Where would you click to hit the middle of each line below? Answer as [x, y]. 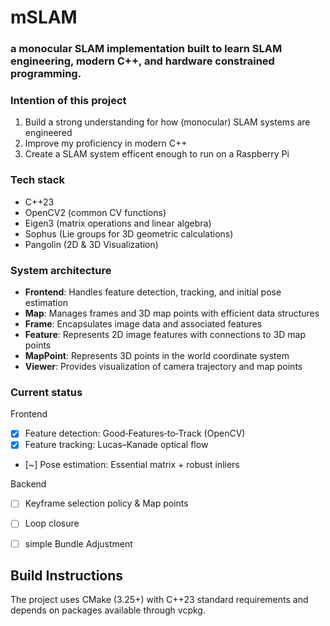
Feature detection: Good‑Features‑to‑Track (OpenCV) [135, 433]
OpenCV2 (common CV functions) [95, 212]
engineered [48, 133]
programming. [46, 74]
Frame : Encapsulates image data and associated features [143, 324]
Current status [46, 392]
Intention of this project [68, 101]
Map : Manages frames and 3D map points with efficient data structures [172, 313]
